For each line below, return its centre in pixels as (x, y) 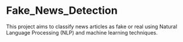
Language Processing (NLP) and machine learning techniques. (82, 32)
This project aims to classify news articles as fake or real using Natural (92, 26)
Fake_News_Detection (62, 11)
